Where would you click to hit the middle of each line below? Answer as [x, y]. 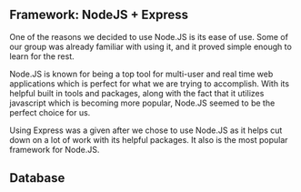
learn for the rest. [42, 56]
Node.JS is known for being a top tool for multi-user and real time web [141, 74]
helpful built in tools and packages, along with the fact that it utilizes [137, 93]
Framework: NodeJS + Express [99, 15]
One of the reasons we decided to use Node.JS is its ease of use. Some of [149, 36]
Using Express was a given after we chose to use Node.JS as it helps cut [146, 130]
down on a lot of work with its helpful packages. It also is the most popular [149, 139]
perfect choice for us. [50, 112]
